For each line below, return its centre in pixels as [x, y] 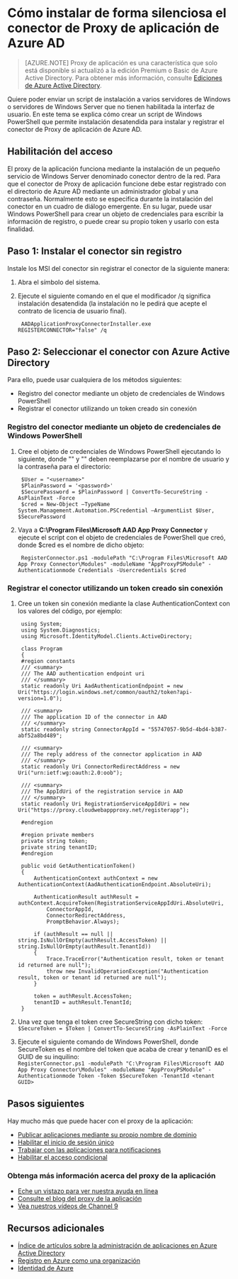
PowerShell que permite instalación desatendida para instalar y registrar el [116, 121]
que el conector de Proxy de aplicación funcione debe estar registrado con [117, 184]
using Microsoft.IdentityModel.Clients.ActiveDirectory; [107, 636]
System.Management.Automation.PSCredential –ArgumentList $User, [116, 510]
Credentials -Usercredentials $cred [132, 570]
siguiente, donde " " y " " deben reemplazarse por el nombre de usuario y [123, 459]
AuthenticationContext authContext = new [96, 878]
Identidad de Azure [46, 1268]
